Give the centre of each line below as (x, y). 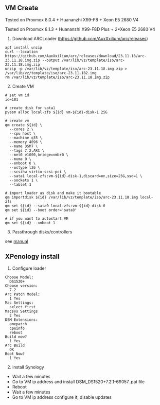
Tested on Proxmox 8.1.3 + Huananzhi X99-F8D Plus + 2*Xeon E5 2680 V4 (80, 29)
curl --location (21, 52)
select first (23, 307)
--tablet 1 (20, 184)
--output (51, 60)
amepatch (18, 324)
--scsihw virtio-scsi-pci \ (38, 172)
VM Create (22, 8)
